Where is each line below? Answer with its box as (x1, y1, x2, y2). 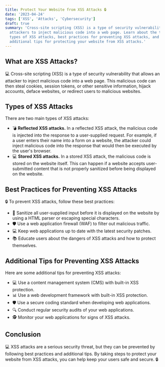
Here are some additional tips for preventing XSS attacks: (5, 270, 121, 276)
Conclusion (5, 330, 41, 339)
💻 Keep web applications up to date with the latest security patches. (12, 228, 152, 234)
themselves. (12, 243, 37, 249)
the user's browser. (12, 148, 52, 154)
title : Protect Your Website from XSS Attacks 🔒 (5, 7, 107, 12)
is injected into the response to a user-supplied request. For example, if (12, 132, 157, 138)
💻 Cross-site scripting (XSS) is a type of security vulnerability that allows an (5, 71, 160, 77)
